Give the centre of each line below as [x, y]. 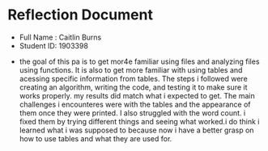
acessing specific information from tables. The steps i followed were [133, 78]
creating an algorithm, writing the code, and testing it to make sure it [133, 87]
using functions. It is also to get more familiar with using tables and [131, 69]
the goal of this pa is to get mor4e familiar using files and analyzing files [139, 61]
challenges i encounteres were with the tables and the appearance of [135, 104]
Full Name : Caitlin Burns [60, 37]
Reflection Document [80, 15]
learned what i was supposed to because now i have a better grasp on [136, 130]
